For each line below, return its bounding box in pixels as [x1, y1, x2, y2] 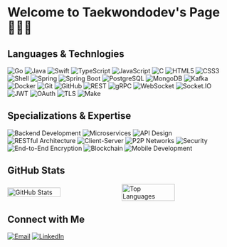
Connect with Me [7, 214, 85, 226]
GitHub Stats [7, 164, 65, 177]
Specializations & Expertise [7, 110, 132, 122]
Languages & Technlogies [7, 48, 125, 60]
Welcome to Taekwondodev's [7, 4, 187, 21]
